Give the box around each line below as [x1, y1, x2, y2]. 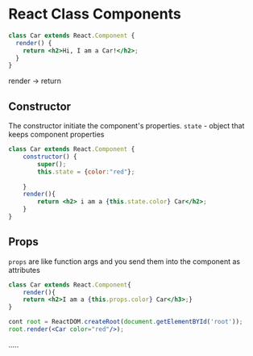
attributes [8, 265, 40, 274]
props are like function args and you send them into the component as [8, 256, 240, 266]
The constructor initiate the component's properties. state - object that [8, 121, 245, 131]
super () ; [37, 160, 67, 168]
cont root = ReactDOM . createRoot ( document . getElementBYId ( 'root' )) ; [8, 318, 243, 326]
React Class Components [8, 5, 181, 23]
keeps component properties [8, 130, 105, 140]
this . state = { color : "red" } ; [37, 167, 135, 176]
